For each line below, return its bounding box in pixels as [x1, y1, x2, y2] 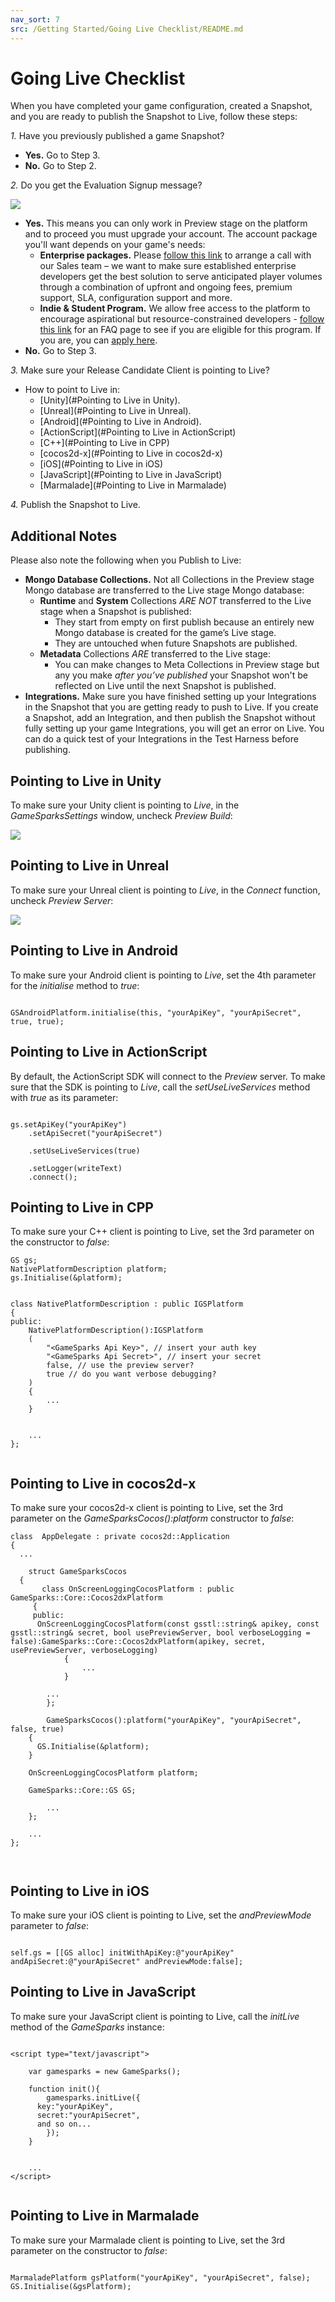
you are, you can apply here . [39, 334, 158, 346]
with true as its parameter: [10, 1091, 119, 1103]
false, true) [10, 1724, 65, 1735]
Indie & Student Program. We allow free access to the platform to [39, 302, 311, 315]
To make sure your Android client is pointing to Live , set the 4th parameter [10, 969, 317, 981]
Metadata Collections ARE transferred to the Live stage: [39, 648, 271, 660]
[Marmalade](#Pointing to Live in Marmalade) [39, 479, 227, 491]
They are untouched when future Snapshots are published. [54, 637, 298, 650]
